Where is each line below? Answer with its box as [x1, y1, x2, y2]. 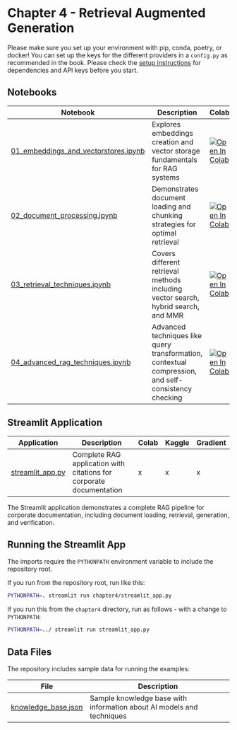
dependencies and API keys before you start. [7, 66, 139, 74]
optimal [151, 228, 177, 238]
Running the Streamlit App [7, 538, 126, 550]
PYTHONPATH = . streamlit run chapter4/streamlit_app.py [7, 592, 172, 599]
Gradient [196, 437, 226, 447]
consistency [151, 383, 193, 393]
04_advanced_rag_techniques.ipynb [11, 357, 131, 367]
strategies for [151, 219, 196, 229]
